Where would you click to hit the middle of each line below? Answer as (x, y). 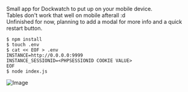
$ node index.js (27, 71)
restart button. (24, 28)
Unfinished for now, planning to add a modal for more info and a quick (94, 22)
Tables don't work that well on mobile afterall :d (66, 15)
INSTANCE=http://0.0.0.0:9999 (45, 55)
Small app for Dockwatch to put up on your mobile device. (79, 9)
